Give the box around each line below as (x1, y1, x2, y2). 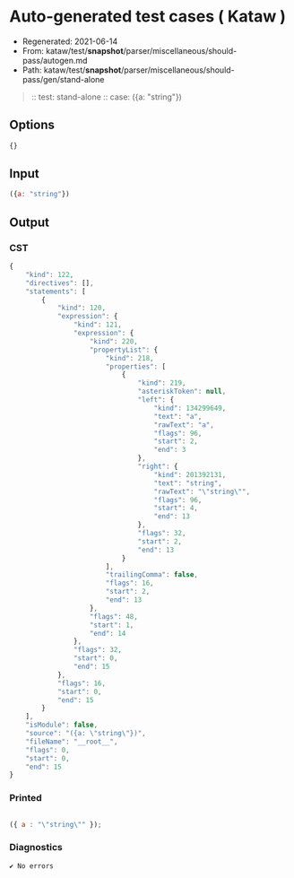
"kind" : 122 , (25, 270, 74, 279)
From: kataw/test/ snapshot (22, 45, 124, 56)
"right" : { (137, 462, 178, 471)
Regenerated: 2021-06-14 (22, 36, 118, 47)
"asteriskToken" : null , (137, 387, 227, 396)
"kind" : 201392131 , (153, 470, 227, 479)
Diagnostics (9, 841, 63, 854)
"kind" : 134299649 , (153, 404, 227, 413)
